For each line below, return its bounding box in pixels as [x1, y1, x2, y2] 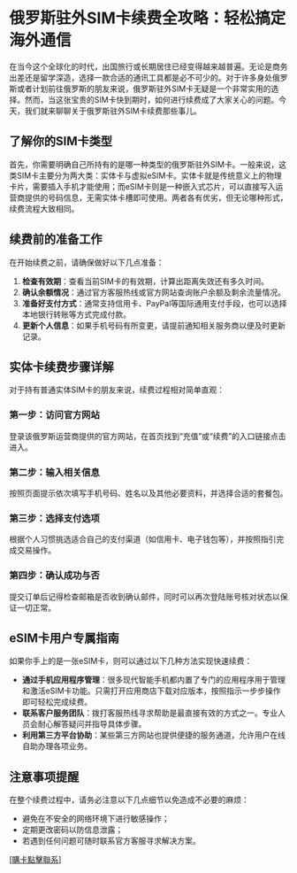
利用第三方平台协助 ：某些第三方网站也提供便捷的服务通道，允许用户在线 [21, 730, 286, 740]
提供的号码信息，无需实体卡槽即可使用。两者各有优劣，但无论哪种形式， [24, 192, 288, 203]
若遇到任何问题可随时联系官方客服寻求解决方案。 [21, 836, 201, 846]
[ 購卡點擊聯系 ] [9, 854, 62, 865]
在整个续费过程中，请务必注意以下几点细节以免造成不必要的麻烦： [9, 794, 249, 806]
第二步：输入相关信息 [9, 466, 100, 478]
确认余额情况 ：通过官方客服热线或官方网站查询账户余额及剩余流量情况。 [21, 287, 286, 297]
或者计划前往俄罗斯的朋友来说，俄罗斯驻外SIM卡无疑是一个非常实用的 [16, 83, 271, 94]
